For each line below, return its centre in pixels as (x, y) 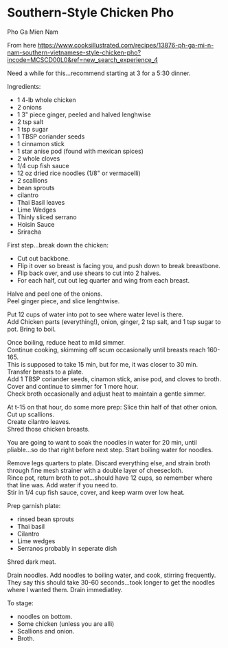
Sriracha (29, 232)
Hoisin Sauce (36, 224)
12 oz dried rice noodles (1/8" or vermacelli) (79, 173)
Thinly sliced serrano (47, 217)
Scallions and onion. (46, 631)
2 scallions (32, 180)
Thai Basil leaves (41, 202)
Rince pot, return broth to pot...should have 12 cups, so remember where (110, 478)
